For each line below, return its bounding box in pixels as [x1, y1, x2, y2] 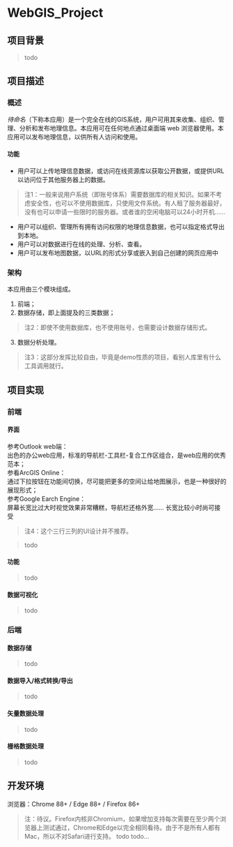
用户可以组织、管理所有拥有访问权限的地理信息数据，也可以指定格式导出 [17, 222, 225, 231]
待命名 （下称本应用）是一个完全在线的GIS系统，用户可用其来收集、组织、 [7, 115, 219, 123]
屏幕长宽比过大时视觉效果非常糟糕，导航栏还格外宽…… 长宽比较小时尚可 [7, 503, 215, 511]
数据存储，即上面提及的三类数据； [17, 308, 115, 317]
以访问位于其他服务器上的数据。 [17, 175, 109, 183]
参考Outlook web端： [7, 442, 68, 451]
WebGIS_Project [7, 5, 104, 21]
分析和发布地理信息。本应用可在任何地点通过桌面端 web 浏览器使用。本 [19, 123, 224, 132]
